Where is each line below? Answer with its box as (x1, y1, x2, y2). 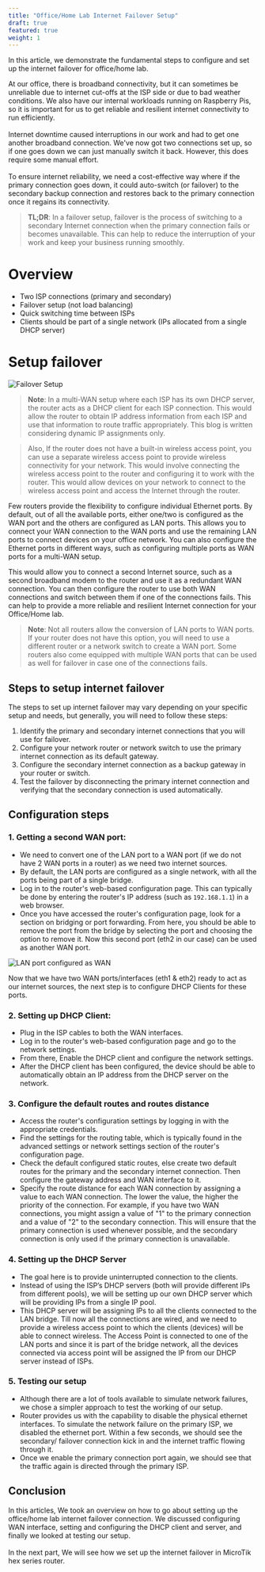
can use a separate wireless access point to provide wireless (27, 453, 227, 462)
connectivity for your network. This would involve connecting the (27, 461, 240, 470)
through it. (19, 1444, 54, 1454)
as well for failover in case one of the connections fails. (27, 659, 208, 668)
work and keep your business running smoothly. (27, 238, 184, 247)
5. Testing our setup (8, 1376, 87, 1387)
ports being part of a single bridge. (19, 875, 134, 885)
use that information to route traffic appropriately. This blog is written (27, 420, 253, 430)
